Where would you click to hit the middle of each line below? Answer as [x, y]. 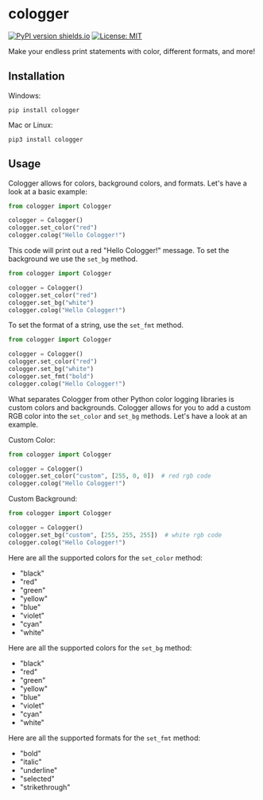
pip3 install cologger [46, 139]
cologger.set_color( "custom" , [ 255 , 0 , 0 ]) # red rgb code [110, 476]
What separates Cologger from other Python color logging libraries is [121, 399]
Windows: [25, 96]
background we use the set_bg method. [73, 259]
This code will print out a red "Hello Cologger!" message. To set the [119, 251]
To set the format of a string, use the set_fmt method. [96, 325]
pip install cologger [44, 110]
